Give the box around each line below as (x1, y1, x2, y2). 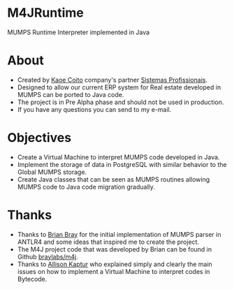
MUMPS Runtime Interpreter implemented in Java (7, 28, 150, 36)
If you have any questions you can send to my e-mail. (17, 105, 172, 113)
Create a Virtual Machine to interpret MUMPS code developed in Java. (17, 152, 220, 161)
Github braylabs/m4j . (17, 252, 78, 261)
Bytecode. (17, 275, 47, 283)
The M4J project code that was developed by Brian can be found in (17, 245, 212, 253)
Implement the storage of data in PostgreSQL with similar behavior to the (17, 160, 227, 168)
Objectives (7, 130, 72, 146)
